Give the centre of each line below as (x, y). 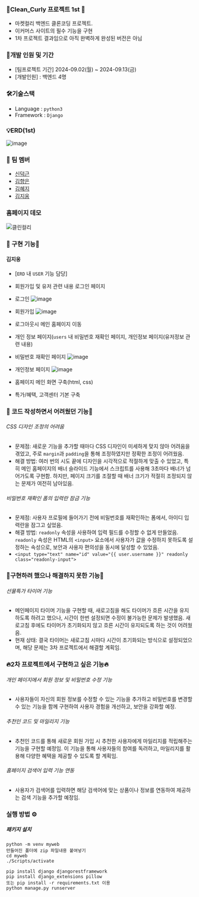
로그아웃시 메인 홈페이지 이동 (48, 324)
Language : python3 (39, 109)
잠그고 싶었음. (47, 525)
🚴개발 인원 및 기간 (30, 55)
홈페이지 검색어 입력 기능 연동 (40, 770)
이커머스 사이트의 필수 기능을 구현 (54, 31)
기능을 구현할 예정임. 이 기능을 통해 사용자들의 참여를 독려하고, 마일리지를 (99, 748)
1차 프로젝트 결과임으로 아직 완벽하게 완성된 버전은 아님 (78, 38)
